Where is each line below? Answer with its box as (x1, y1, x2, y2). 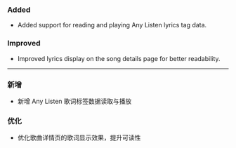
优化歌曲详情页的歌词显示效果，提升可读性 (17, 133, 141, 142)
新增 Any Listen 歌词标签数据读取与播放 (17, 97, 132, 105)
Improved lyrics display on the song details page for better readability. (17, 54, 221, 62)
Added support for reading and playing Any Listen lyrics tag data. (17, 21, 207, 29)
